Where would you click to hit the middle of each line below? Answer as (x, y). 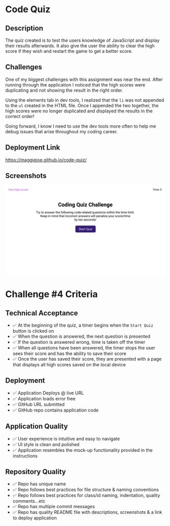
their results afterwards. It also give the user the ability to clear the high (80, 46)
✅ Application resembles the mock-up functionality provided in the (82, 450)
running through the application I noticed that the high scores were (75, 84)
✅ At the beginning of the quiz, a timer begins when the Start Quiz (83, 325)
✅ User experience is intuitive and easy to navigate (66, 439)
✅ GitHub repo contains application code (55, 410)
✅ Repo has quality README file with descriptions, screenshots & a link (87, 512)
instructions (25, 456)
